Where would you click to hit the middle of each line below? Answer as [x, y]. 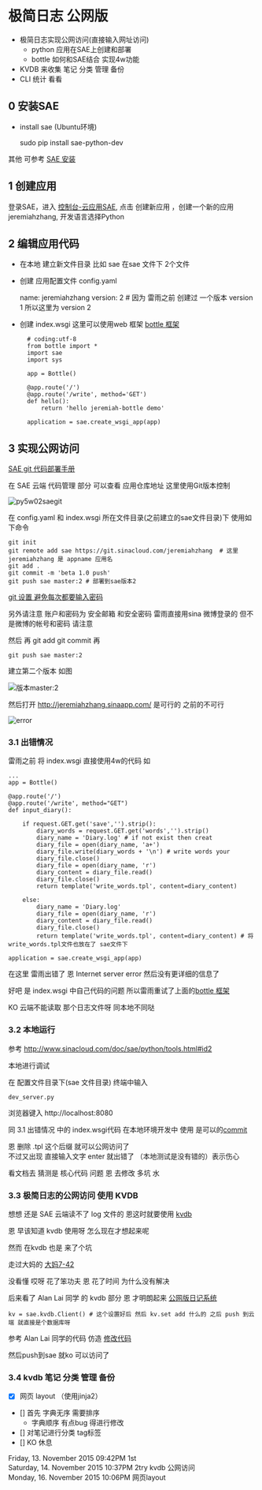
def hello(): [48, 402]
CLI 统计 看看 [41, 79]
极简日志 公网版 [58, 16]
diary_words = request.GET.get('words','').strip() [123, 831]
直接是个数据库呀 [47, 1323]
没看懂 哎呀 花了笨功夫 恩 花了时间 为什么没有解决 [89, 1281]
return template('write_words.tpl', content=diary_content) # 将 [145, 936]
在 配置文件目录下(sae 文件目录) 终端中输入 [78, 1082]
